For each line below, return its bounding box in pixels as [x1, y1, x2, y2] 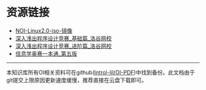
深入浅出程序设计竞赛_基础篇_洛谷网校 [15, 34, 112, 42]
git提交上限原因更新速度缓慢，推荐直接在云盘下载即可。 [6, 76, 147, 83]
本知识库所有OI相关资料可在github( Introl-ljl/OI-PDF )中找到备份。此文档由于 [6, 69, 195, 76]
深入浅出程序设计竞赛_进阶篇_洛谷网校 [15, 42, 112, 50]
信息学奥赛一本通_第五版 [15, 50, 78, 57]
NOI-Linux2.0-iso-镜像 [15, 27, 72, 34]
